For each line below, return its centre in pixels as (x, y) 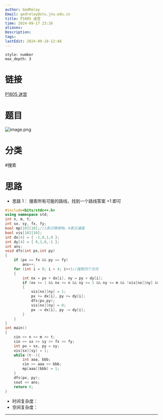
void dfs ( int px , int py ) (30, 251)
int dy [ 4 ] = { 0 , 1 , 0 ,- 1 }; (32, 242)
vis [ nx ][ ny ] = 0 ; (49, 305)
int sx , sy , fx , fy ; (26, 224)
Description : (18, 32)
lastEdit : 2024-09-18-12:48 (33, 41)
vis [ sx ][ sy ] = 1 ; (31, 351)
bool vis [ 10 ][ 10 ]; (24, 233)
